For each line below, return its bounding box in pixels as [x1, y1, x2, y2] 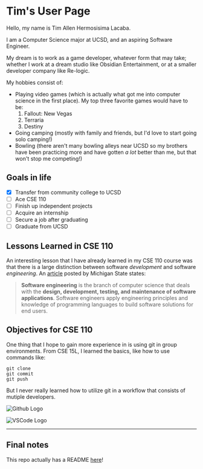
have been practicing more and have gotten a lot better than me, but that [14, 148, 196, 156]
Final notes [6, 440, 49, 450]
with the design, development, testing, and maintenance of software [21, 288, 196, 295]
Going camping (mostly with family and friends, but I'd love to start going [14, 129, 197, 136]
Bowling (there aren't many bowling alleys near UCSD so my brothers [14, 142, 188, 149]
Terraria [24, 116, 44, 124]
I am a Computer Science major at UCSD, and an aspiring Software [6, 36, 173, 43]
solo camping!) [14, 135, 53, 143]
